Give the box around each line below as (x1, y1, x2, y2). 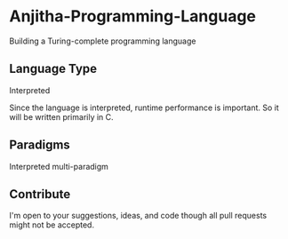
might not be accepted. (9, 219, 95, 230)
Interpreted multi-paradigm (9, 161, 109, 171)
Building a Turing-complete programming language (9, 36, 196, 46)
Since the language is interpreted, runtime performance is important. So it (9, 102, 280, 113)
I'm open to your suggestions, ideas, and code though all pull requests (9, 211, 268, 221)
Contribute (9, 187, 71, 202)
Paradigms (9, 138, 71, 153)
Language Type (9, 61, 98, 76)
